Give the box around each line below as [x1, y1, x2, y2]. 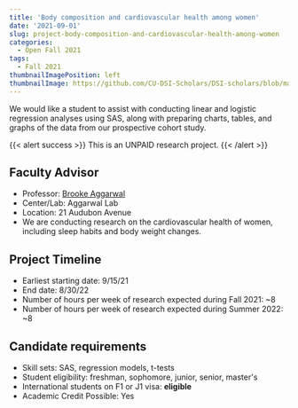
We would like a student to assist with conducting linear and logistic [9, 103, 257, 114]
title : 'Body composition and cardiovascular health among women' [9, 12, 260, 22]
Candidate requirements [9, 339, 147, 354]
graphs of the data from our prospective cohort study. [9, 122, 207, 133]
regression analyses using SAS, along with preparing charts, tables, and [9, 113, 272, 123]
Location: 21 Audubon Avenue [21, 208, 132, 218]
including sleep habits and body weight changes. [21, 226, 202, 237]
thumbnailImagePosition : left [9, 71, 122, 80]
